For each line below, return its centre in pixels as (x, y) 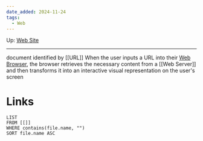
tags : (13, 18)
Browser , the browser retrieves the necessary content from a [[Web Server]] (101, 64)
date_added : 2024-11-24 (36, 12)
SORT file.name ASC (31, 134)
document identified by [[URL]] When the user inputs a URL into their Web (98, 57)
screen (15, 77)
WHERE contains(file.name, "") (46, 128)
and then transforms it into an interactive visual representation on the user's (101, 71)
